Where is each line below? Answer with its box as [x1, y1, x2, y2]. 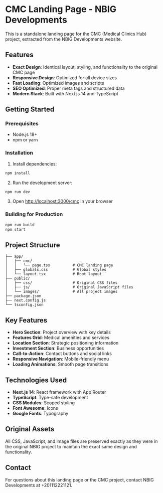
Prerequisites [5, 120, 39, 127]
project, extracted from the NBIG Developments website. [5, 36, 122, 42]
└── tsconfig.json [5, 302, 44, 307]
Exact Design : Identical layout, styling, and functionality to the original [12, 64, 158, 70]
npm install [5, 171, 30, 176]
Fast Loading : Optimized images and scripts [12, 80, 104, 86]
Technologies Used [5, 376, 67, 384]
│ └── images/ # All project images [5, 289, 118, 294]
